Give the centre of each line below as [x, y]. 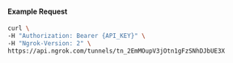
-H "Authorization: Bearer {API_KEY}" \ [77, 36]
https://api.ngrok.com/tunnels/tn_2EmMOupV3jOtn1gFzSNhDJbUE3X [116, 51]
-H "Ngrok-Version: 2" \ [49, 43]
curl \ [19, 28]
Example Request [38, 11]
